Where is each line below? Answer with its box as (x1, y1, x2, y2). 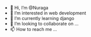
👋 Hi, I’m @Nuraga (10, 5, 49, 10)
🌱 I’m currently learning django (10, 15, 74, 21)
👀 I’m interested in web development (10, 10, 86, 16)
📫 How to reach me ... (10, 26, 57, 32)
